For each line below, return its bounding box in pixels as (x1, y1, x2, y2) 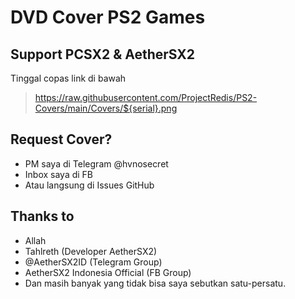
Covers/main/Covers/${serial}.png (34, 102, 178, 114)
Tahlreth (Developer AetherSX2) (24, 245, 158, 257)
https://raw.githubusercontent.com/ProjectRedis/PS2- (34, 92, 258, 103)
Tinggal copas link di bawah (10, 72, 127, 84)
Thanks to (10, 208, 75, 225)
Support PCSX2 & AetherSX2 (10, 46, 196, 63)
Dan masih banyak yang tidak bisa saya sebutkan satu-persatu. (24, 277, 287, 289)
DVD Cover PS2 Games (10, 6, 206, 29)
